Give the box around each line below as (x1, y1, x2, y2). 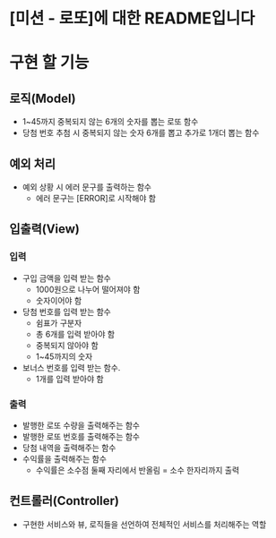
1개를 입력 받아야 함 (35, 373, 105, 384)
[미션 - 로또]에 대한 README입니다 (9, 8, 255, 29)
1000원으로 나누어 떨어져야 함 (35, 284, 141, 295)
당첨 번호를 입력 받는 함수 (22, 306, 112, 317)
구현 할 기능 (9, 53, 90, 73)
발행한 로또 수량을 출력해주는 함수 (22, 420, 141, 431)
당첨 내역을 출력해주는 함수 (22, 442, 116, 453)
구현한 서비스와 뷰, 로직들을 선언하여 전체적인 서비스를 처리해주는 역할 (22, 518, 267, 529)
